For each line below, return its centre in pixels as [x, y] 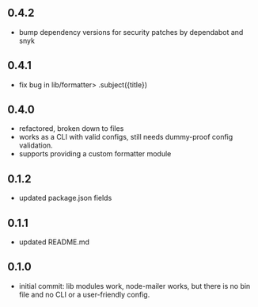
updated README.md [54, 242]
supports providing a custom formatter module [95, 154]
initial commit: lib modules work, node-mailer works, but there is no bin [135, 286]
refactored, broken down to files [71, 129]
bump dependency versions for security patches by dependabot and [131, 32]
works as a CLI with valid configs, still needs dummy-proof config [126, 137]
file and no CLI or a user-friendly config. [84, 294]
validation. [36, 145]
